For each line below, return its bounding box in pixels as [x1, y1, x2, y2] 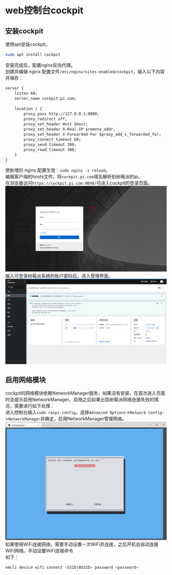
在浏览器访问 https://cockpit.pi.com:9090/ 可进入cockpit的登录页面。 [5, 180, 153, 186]
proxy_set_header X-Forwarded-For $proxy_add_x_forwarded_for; [24, 132, 161, 137]
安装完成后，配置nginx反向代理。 [5, 62, 76, 68]
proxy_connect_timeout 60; [24, 137, 81, 142]
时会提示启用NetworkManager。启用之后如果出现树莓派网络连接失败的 [5, 397, 155, 403]
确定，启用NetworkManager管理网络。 [45, 416, 127, 422]
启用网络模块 [5, 375, 46, 384]
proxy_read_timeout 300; [24, 147, 77, 152]
